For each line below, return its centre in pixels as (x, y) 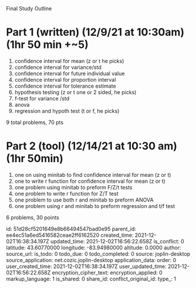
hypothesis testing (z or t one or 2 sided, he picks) (75, 92)
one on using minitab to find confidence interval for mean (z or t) (93, 175)
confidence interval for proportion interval (65, 79)
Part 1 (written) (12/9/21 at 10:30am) (95, 32)
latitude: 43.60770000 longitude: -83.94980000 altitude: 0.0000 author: (94, 247)
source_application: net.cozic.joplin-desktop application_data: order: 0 (91, 260)
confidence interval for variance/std (58, 67)
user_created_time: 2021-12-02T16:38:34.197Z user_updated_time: (87, 266)
